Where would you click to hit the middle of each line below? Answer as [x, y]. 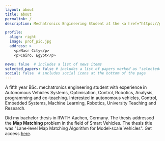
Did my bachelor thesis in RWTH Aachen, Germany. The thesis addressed [80, 118]
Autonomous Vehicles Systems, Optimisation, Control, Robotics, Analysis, [79, 93]
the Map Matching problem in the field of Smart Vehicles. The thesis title [79, 123]
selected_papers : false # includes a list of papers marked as [71, 69]
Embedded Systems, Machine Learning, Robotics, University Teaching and [81, 103]
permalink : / [18, 19]
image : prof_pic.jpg [30, 42]
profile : [14, 33]
